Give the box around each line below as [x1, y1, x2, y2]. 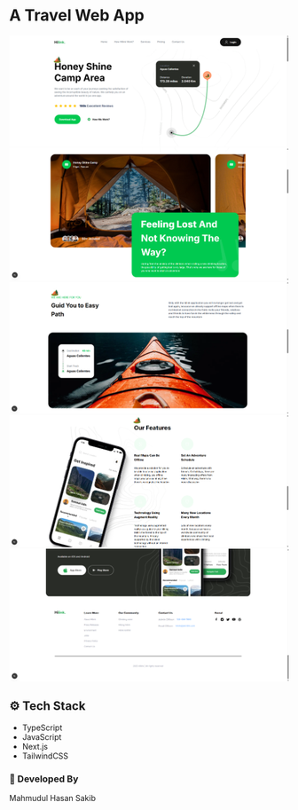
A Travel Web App [9, 5, 145, 26]
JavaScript [21, 731, 62, 742]
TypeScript [21, 722, 63, 733]
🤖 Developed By [9, 773, 79, 785]
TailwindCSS [21, 751, 69, 761]
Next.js [21, 741, 49, 751]
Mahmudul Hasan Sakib [9, 792, 96, 803]
